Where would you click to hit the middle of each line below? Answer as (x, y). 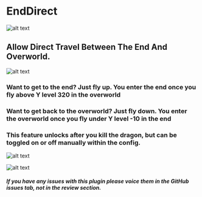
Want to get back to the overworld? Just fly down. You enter (97, 111)
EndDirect (32, 11)
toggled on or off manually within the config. (74, 142)
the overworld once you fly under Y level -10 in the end (89, 119)
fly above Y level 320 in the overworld (64, 94)
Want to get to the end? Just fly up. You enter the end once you (101, 87)
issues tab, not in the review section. (54, 188)
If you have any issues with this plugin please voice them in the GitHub (98, 181)
